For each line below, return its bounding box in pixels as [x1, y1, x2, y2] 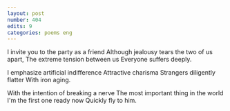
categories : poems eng [7, 29, 73, 36]
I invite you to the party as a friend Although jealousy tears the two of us [7, 48, 213, 56]
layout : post [7, 10, 45, 17]
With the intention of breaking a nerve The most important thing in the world [7, 89, 224, 97]
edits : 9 [7, 23, 32, 29]
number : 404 [7, 16, 41, 23]
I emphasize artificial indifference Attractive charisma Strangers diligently [7, 69, 216, 77]
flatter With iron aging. [7, 76, 71, 84]
